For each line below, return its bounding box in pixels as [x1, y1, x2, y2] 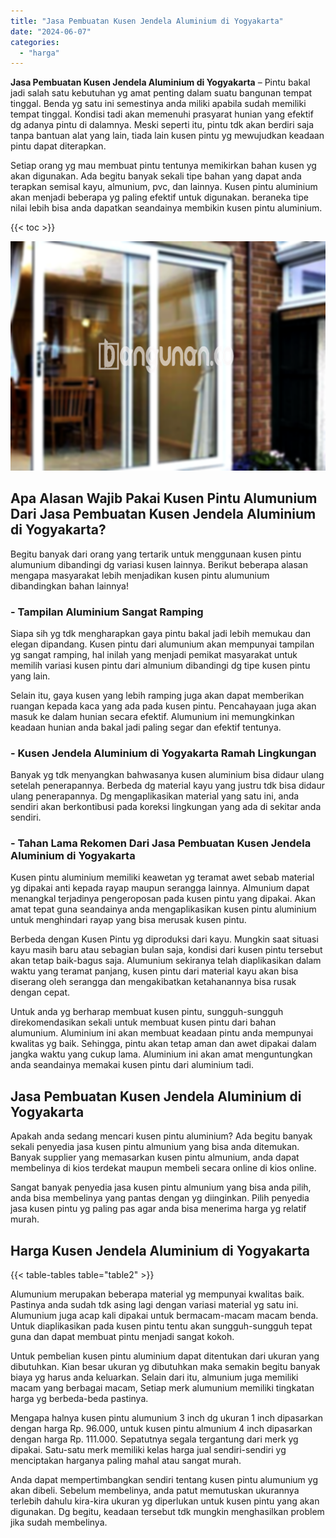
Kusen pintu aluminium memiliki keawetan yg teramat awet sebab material [10, 871, 315, 884]
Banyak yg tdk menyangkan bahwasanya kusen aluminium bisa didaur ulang [10, 769, 325, 781]
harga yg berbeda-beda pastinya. [10, 1393, 149, 1405]
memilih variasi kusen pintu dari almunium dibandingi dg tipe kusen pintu [10, 659, 311, 671]
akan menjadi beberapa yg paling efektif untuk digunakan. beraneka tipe [10, 191, 309, 204]
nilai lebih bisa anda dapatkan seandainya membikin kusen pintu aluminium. [10, 202, 323, 214]
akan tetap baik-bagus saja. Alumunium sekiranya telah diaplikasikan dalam [10, 955, 322, 967]
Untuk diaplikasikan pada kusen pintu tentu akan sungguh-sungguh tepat [10, 1320, 313, 1332]
